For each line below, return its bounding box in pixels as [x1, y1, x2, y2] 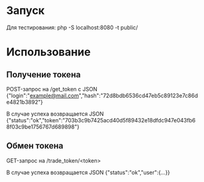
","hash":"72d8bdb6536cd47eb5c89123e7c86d [79, 92, 199, 99]
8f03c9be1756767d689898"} [6, 123, 80, 130]
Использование [6, 45, 91, 59]
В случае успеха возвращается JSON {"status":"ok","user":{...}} [6, 169, 171, 176]
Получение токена [6, 69, 81, 80]
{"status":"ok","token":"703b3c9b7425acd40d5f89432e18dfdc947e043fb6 [6, 116, 196, 124]
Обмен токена [6, 141, 64, 151]
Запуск [6, 4, 45, 18]
